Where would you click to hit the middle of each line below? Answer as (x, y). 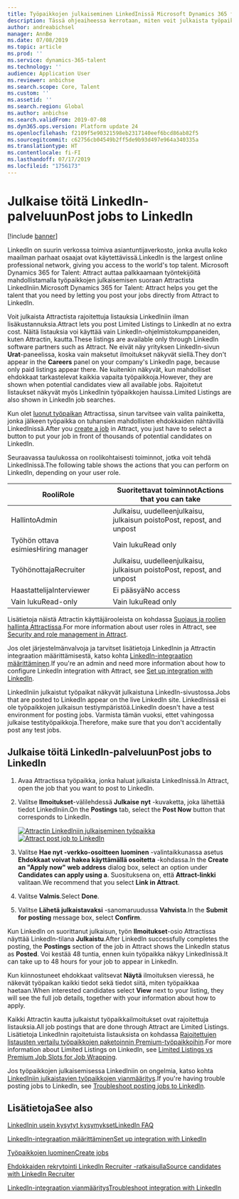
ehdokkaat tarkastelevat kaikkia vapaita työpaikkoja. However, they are (110, 377)
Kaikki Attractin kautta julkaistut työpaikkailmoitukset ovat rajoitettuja (108, 1019)
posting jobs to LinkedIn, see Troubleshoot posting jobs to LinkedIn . (107, 1086)
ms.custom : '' (28, 93)
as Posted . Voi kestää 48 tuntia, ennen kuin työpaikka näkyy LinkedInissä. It (118, 954)
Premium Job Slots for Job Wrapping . (62, 1057)
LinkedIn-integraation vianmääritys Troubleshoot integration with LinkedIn (115, 1188)
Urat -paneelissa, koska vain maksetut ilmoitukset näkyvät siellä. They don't (117, 354)
